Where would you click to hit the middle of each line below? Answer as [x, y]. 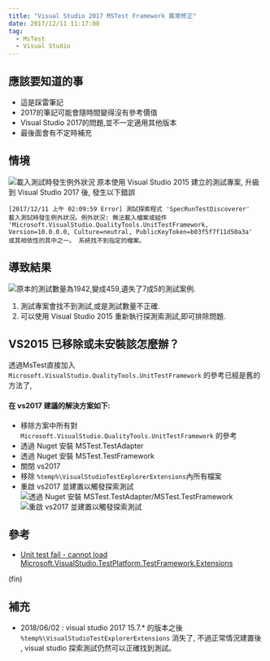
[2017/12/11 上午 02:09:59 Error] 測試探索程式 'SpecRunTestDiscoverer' [129, 209]
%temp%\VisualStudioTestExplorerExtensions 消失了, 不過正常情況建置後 [141, 638]
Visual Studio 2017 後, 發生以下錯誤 [76, 192]
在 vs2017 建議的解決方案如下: [59, 405]
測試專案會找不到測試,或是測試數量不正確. [90, 306]
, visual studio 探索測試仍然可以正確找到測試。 [98, 648]
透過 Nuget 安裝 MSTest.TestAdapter [82, 446]
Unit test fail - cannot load [64, 554]
